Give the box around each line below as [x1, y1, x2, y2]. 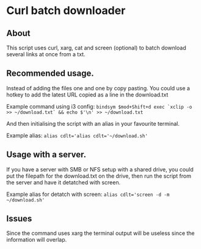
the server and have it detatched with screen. [6, 178, 121, 186]
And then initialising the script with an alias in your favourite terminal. [6, 120, 180, 127]
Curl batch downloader [6, 4, 126, 18]
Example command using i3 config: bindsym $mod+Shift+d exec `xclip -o [6, 103, 192, 110]
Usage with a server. [6, 150, 87, 160]
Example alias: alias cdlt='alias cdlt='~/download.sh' [6, 132, 148, 139]
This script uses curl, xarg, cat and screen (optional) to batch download [6, 44, 186, 51]
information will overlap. [6, 236, 67, 244]
